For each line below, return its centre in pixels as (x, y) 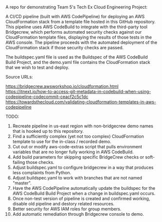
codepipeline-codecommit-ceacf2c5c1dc (47, 97)
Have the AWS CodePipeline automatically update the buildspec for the (84, 188)
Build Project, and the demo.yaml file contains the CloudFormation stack (78, 62)
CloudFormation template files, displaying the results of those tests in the (79, 37)
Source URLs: (19, 77)
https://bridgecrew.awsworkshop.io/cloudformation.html (62, 86)
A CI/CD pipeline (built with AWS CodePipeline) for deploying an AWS (75, 16)
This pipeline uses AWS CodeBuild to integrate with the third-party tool (77, 27)
